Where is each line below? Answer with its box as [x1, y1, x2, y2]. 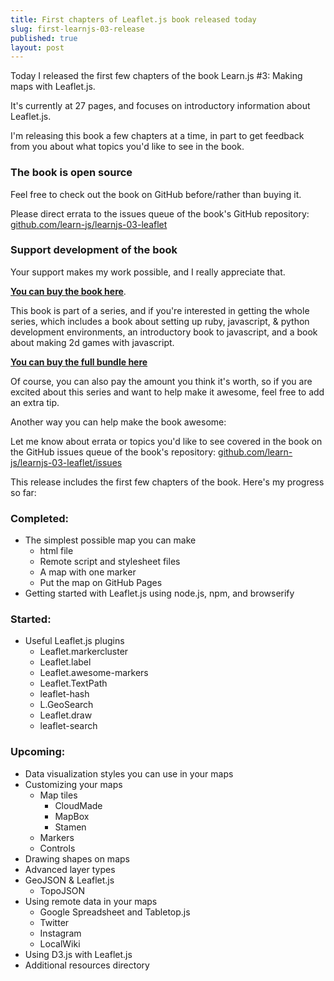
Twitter [39, 916, 70, 928]
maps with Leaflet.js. [10, 81, 96, 93]
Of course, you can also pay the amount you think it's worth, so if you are [10, 375, 313, 387]
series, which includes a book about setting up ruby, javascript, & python [10, 315, 310, 327]
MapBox [54, 810, 90, 822]
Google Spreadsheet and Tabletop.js [39, 906, 191, 918]
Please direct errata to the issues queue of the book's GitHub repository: [10, 207, 310, 220]
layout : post [10, 42, 65, 53]
